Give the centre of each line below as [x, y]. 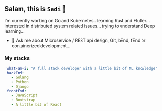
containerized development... [41, 46]
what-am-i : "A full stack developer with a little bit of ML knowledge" [82, 69]
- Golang [20, 77]
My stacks [17, 58]
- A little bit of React [36, 105]
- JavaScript [24, 95]
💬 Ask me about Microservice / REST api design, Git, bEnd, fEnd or [79, 40]
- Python [20, 82]
